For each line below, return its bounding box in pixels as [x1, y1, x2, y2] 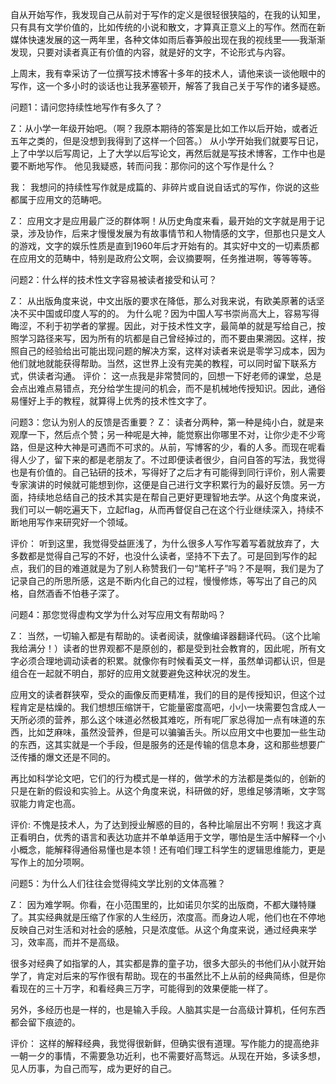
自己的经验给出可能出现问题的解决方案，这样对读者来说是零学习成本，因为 [18, 345, 326, 357]
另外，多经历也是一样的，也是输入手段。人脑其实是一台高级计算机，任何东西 [10, 1004, 326, 1015]
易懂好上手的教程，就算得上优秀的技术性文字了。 [10, 395, 212, 407]
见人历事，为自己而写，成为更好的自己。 [10, 1063, 177, 1074]
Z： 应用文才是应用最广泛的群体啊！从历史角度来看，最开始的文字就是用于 [10, 215, 317, 227]
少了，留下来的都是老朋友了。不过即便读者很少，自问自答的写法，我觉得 [27, 454, 326, 465]
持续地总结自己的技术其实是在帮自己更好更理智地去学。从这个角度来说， [27, 491, 326, 503]
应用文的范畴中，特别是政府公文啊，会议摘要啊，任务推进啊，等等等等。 [18, 253, 317, 264]
